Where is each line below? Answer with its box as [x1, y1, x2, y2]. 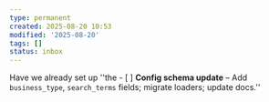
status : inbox [9, 47, 64, 56]
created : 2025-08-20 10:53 [9, 22, 112, 31]
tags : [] [9, 38, 43, 48]
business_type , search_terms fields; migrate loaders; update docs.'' [9, 82, 261, 93]
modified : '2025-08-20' [9, 30, 100, 39]
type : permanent [9, 13, 71, 23]
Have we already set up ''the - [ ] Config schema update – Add [9, 72, 248, 83]
